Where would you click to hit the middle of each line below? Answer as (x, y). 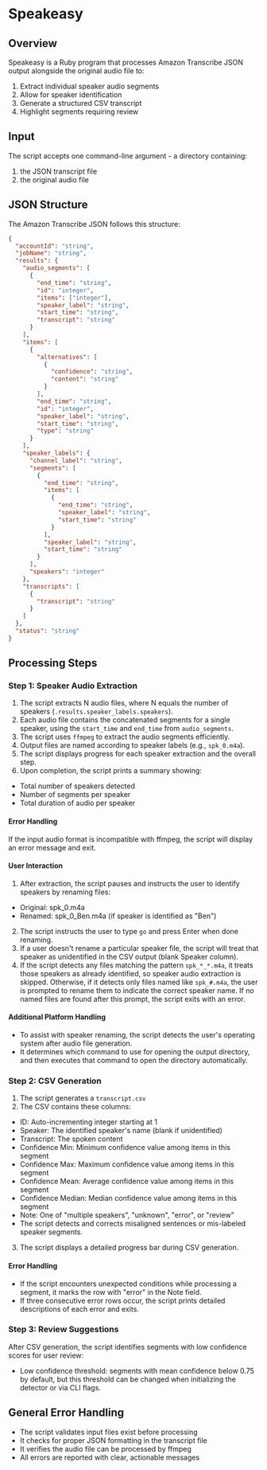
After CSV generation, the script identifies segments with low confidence (128, 1347)
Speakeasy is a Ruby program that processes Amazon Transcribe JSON (126, 62)
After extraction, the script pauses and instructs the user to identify (130, 883)
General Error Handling (66, 1413)
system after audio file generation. (76, 1043)
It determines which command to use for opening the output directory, (135, 1052)
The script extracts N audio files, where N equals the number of (124, 703)
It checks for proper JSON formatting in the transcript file (114, 1440)
